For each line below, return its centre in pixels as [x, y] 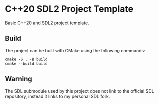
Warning [19, 79]
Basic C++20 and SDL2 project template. [47, 23]
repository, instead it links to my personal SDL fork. [58, 96]
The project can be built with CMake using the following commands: [75, 50]
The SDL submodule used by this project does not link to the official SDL [79, 91]
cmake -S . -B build [27, 59]
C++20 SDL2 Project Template [69, 9]
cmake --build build [27, 64]
